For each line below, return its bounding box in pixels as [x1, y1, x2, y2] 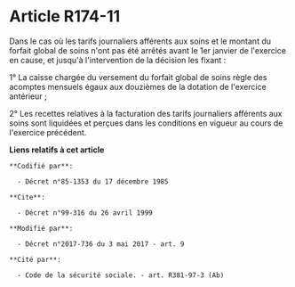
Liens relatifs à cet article [9, 144, 105, 155]
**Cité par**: [9, 255, 62, 264]
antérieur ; [9, 91, 47, 102]
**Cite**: [9, 193, 46, 201]
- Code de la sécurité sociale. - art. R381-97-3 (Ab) [17, 270, 225, 280]
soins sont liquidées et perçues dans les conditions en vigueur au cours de [9, 118, 283, 128]
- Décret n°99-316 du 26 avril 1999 [17, 208, 153, 217]
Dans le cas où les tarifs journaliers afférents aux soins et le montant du [9, 36, 272, 46]
